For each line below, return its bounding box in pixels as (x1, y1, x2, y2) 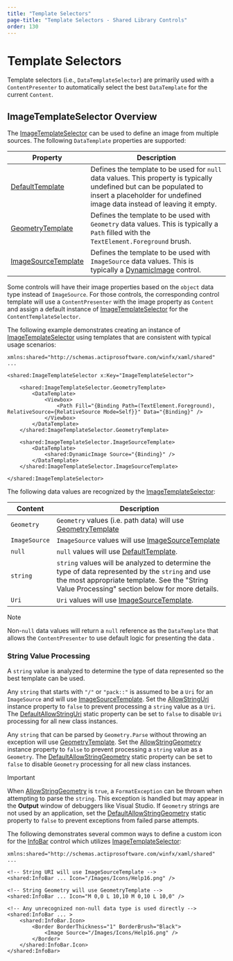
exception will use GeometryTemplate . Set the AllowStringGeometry (7, 738, 201, 746)
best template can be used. (7, 674, 85, 683)
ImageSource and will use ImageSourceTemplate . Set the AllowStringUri (7, 695, 209, 704)
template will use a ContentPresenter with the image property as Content (7, 297, 214, 306)
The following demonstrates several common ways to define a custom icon (7, 830, 222, 838)
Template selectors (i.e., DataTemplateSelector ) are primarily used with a (7, 76, 214, 84)
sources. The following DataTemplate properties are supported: (7, 137, 187, 145)
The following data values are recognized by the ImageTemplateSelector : (7, 487, 216, 496)
